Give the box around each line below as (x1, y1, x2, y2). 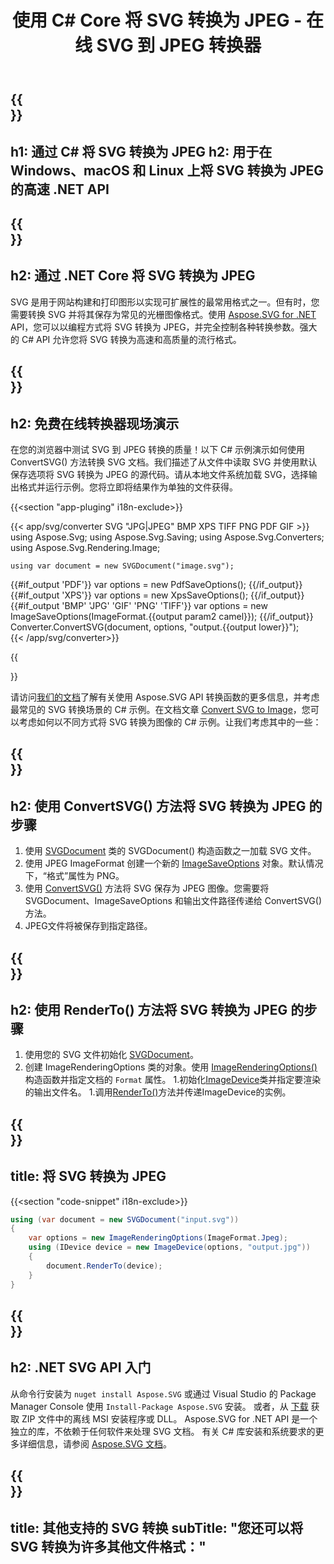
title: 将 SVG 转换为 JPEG (10, 1168, 167, 1185)
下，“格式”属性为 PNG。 (24, 870, 125, 882)
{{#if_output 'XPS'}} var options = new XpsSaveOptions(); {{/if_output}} (10, 589, 305, 601)
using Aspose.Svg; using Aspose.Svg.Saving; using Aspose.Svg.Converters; (10, 531, 325, 543)
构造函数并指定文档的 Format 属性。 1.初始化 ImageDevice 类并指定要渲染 (24, 1074, 322, 1086)
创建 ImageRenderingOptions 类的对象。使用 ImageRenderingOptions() (24, 1061, 318, 1073)
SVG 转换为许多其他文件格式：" (10, 1538, 207, 1555)
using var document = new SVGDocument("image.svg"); (10, 561, 235, 571)
